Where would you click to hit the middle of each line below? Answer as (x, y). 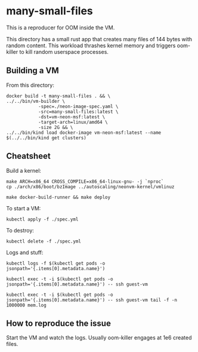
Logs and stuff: (25, 252)
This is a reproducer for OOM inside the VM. (61, 27)
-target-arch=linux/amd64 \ (73, 122)
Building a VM (33, 71)
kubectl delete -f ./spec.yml (44, 241)
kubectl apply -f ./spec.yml (42, 219)
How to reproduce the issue (59, 323)
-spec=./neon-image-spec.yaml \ (78, 106)
